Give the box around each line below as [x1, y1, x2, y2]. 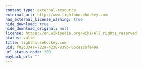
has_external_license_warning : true [5, 17, 83, 22]
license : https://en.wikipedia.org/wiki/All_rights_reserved [5, 31, 137, 36]
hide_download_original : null [5, 26, 69, 31]
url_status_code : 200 [5, 49, 51, 54]
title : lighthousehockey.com [5, 40, 67, 45]
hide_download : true [5, 21, 49, 27]
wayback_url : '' [5, 54, 40, 59]
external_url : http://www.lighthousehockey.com [5, 12, 108, 17]
